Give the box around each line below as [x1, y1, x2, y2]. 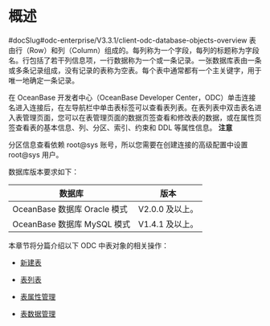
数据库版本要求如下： [8, 166, 79, 177]
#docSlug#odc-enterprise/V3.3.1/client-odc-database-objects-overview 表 [8, 35, 256, 45]
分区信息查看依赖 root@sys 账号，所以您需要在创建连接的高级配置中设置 [8, 140, 248, 149]
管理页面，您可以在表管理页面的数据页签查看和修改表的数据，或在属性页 [22, 112, 262, 122]
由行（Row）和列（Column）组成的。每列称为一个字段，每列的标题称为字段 [8, 45, 260, 55]
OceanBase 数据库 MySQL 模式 [12, 218, 131, 230]
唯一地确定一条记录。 [8, 75, 79, 85]
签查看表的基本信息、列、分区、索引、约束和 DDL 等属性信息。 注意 [8, 122, 233, 132]
